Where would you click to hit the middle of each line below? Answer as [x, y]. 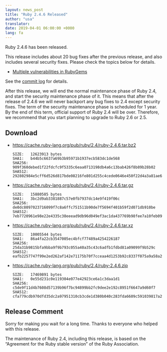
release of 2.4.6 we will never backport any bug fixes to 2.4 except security [83, 102]
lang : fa [14, 33]
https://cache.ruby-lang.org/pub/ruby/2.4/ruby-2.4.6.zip [70, 265]
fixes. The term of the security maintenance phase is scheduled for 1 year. [81, 107]
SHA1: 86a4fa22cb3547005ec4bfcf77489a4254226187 [66, 239]
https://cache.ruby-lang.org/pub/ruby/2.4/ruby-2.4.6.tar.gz [73, 185]
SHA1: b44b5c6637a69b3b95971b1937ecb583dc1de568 [66, 158]
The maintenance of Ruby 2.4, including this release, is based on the [76, 339]
